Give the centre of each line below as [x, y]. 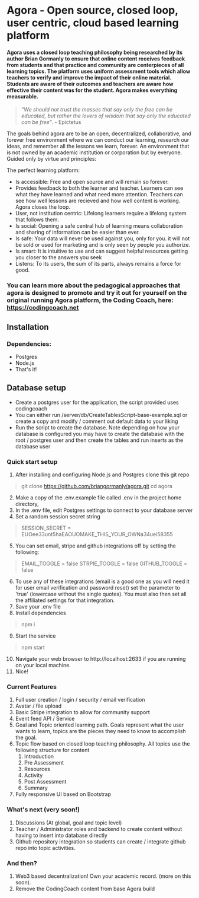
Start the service [35, 636]
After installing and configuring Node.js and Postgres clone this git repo [102, 475]
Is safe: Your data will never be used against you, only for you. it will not [102, 238]
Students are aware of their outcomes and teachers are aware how [90, 84]
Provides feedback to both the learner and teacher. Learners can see [99, 188]
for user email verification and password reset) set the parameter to [98, 588]
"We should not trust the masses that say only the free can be [97, 110]
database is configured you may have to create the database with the [100, 434]
